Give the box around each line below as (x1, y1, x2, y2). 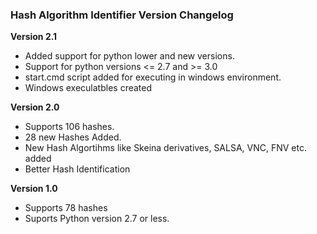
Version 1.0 (10, 183, 58, 195)
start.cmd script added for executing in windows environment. (24, 71, 282, 83)
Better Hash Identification (24, 163, 131, 175)
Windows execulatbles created (24, 82, 153, 94)
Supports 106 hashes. (24, 121, 115, 133)
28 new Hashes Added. (24, 131, 122, 143)
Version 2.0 (10, 101, 60, 113)
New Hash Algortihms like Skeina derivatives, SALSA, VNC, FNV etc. (24, 142, 308, 154)
